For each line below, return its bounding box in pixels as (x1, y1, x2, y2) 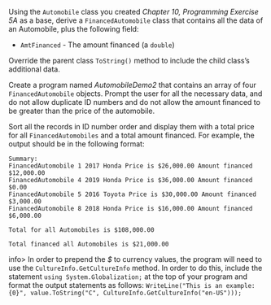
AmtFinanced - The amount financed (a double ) (20, 40, 175, 50)
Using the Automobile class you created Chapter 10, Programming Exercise (8, 7, 259, 16)
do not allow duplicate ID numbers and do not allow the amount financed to (8, 98, 260, 107)
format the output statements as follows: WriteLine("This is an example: (8, 281, 256, 290)
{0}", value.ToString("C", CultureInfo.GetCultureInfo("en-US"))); (8, 289, 243, 297)
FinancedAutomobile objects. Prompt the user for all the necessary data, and (8, 89, 263, 98)
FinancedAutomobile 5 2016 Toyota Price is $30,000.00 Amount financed (8, 190, 256, 198)
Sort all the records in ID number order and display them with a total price (8, 122, 255, 131)
